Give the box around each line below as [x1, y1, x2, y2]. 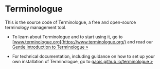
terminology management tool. [5, 24, 67, 30]
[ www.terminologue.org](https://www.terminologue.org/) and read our [12, 39, 153, 44]
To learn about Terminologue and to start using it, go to [12, 34, 123, 40]
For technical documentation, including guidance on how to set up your [12, 53, 155, 59]
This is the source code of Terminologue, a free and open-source [5, 19, 136, 25]
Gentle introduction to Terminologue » [12, 44, 89, 50]
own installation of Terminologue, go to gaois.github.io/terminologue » [12, 58, 153, 64]
